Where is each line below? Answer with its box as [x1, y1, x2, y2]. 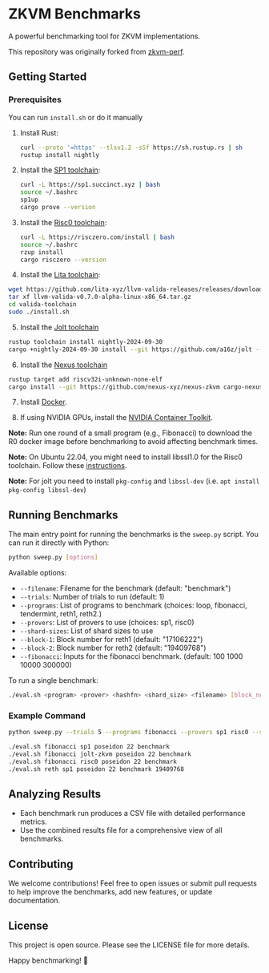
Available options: [8, 568, 67, 578]
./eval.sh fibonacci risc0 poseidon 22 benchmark [8, 757, 178, 765]
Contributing [8, 857, 74, 870]
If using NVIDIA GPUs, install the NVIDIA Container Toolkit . [19, 413, 214, 422]
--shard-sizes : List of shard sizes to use [19, 626, 154, 636]
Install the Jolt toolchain [19, 322, 99, 332]
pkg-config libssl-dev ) [8, 485, 86, 495]
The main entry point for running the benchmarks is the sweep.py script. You [8, 530, 259, 539]
